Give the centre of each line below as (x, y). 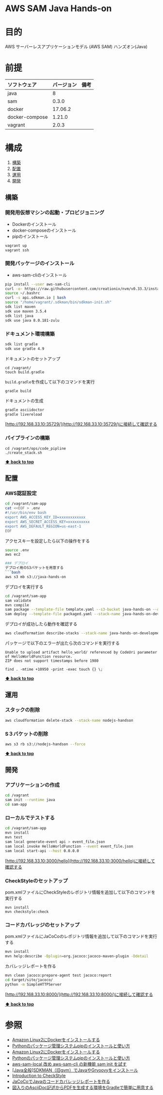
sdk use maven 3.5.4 (26, 311)
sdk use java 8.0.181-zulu (32, 320)
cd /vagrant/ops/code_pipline (36, 448)
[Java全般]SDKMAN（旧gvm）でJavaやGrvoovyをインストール (75, 1070)
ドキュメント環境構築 (30, 334)
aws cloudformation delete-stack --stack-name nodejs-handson (69, 720)
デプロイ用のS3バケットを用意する (34, 568)
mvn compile (17, 605)
